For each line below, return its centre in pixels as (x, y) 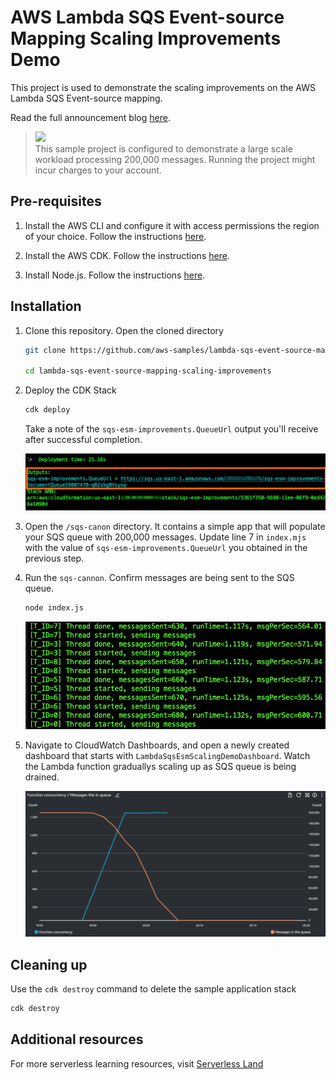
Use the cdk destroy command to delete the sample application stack (153, 988)
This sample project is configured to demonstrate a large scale (163, 148)
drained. (42, 777)
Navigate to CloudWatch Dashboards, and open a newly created (157, 745)
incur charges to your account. (98, 170)
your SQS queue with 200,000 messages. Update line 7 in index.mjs (165, 537)
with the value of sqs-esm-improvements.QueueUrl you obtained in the (166, 548)
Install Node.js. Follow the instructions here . (115, 275)
